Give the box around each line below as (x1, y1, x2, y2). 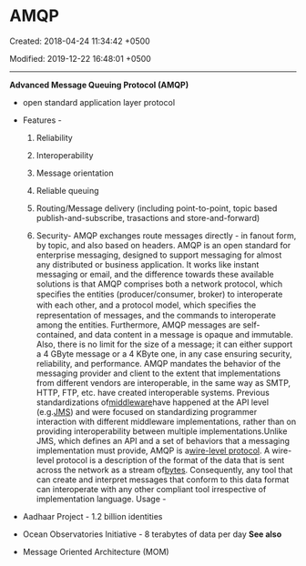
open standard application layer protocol (22, 96, 176, 107)
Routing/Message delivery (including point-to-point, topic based (36, 202, 278, 214)
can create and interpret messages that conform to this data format (36, 474, 290, 485)
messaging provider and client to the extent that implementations (36, 368, 280, 379)
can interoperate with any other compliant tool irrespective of (36, 483, 267, 494)
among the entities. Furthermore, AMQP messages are (36, 319, 241, 330)
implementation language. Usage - (36, 493, 167, 504)
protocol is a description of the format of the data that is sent (56, 454, 285, 465)
